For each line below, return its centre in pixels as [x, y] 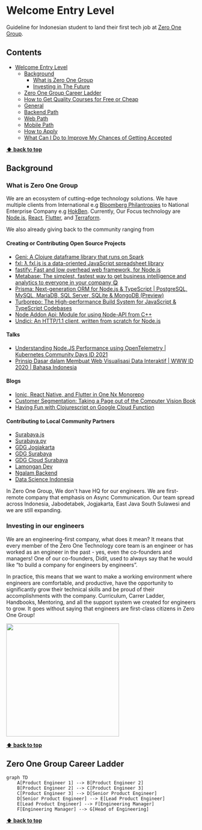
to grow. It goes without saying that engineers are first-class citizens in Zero [100, 608]
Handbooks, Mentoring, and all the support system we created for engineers [101, 602]
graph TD [17, 778]
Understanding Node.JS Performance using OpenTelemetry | [90, 348]
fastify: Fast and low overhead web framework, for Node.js [88, 270]
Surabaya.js [30, 434]
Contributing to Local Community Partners [61, 421]
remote [15, 498]
